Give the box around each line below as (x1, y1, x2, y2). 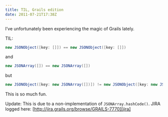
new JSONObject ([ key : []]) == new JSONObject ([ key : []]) (5, 45, 126, 50)
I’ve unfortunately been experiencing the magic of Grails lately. (5, 25, 134, 31)
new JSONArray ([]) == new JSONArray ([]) (5, 63, 91, 69)
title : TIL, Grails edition (5, 7, 64, 12)
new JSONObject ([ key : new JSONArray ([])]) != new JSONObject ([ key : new (5, 82, 158, 87)
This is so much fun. (5, 91, 47, 97)
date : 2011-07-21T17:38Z (5, 12, 57, 17)
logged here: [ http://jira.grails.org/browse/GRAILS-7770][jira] (5, 106, 131, 112)
